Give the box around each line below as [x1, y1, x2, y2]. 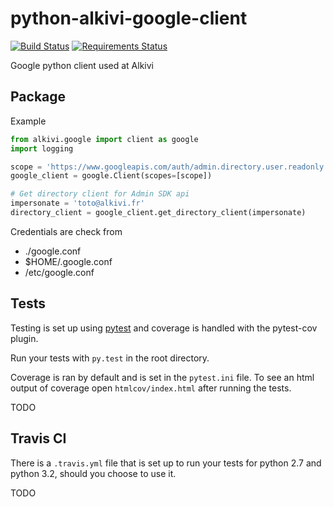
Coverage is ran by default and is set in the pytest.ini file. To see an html [10, 371, 315, 383]
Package [10, 88, 67, 106]
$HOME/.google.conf [24, 255, 113, 267]
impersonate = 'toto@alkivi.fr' [10, 198, 145, 209]
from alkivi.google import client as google [10, 134, 199, 144]
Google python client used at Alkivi [10, 59, 154, 71]
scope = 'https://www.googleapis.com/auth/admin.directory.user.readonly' [10, 162, 329, 172]
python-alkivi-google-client [10, 7, 248, 30]
